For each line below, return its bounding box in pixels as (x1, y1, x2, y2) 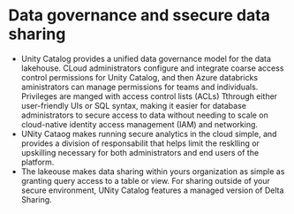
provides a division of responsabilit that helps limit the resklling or (20, 138, 260, 149)
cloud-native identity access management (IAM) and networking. (20, 118, 258, 129)
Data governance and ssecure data (8, 5, 271, 26)
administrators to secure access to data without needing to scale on (20, 110, 268, 120)
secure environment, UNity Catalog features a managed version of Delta (20, 185, 284, 195)
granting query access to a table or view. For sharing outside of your (20, 175, 270, 186)
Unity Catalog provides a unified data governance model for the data (20, 53, 271, 64)
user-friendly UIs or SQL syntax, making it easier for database (20, 100, 246, 111)
